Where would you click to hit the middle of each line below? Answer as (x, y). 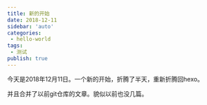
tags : (15, 46)
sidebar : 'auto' (30, 26)
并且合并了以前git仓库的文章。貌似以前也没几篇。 (78, 93)
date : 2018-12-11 (32, 20)
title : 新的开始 (28, 13)
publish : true (28, 59)
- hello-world (30, 39)
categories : (24, 33)
